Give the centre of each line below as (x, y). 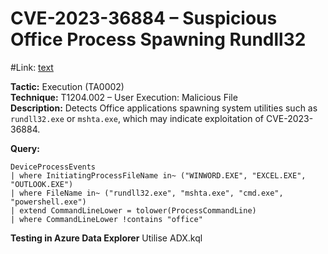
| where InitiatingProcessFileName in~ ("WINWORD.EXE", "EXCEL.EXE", (158, 175)
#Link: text (32, 67)
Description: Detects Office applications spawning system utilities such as (164, 108)
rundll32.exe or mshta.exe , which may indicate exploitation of (137, 118)
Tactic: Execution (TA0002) (67, 86)
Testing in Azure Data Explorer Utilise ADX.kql (106, 238)
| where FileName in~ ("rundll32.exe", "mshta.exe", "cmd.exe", (147, 193)
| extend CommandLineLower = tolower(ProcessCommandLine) (133, 210)
